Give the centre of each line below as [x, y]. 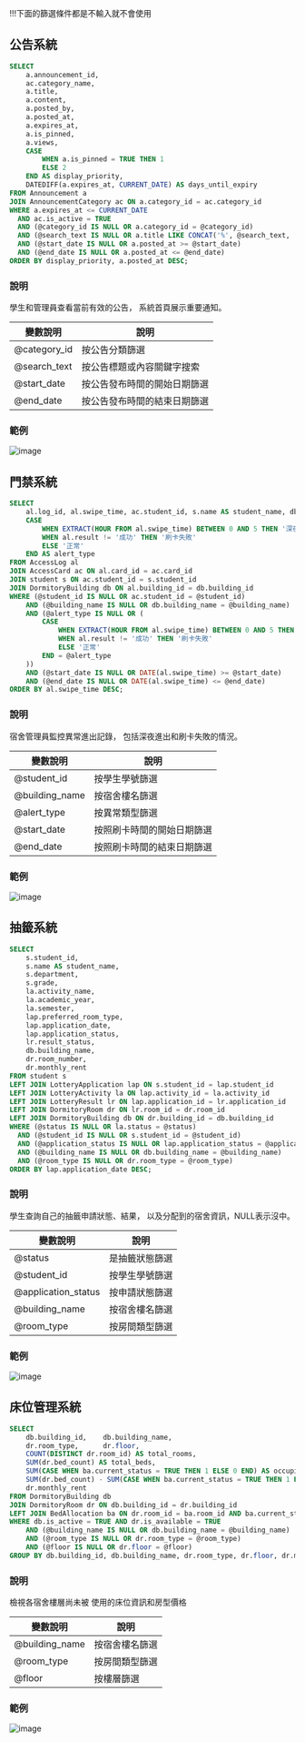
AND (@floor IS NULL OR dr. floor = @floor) [109, 1547]
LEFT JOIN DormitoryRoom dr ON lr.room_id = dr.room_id [117, 1110]
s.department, [52, 975]
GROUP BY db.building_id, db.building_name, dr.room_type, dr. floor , [144, 1556]
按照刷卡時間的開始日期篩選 [153, 829]
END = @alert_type [77, 655]
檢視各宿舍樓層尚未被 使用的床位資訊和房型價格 [98, 1602]
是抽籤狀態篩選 [141, 1258]
